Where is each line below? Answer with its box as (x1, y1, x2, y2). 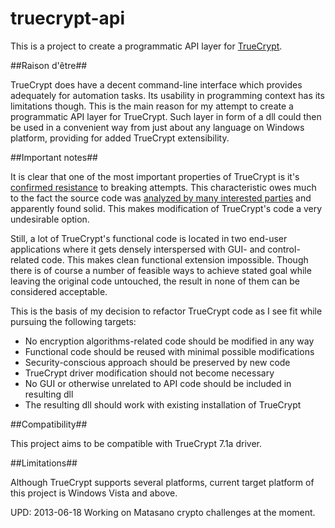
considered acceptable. (10, 285, 108, 297)
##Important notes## (10, 151, 98, 163)
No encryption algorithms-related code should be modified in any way (24, 335, 315, 347)
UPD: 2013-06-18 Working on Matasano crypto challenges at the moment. (10, 506, 316, 518)
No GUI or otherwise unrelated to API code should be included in (24, 377, 292, 389)
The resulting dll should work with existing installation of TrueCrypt (24, 398, 302, 411)
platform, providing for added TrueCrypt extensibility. (10, 132, 230, 144)
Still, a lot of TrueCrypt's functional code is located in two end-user (10, 232, 288, 244)
